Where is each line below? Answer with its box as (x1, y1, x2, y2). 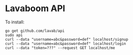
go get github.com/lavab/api (5, 28, 65, 33)
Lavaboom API (5, 3, 65, 14)
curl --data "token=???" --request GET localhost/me (5, 45, 115, 50)
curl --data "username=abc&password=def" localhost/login (5, 41, 126, 46)
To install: (5, 19, 25, 25)
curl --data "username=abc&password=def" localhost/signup (5, 37, 129, 42)
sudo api (5, 33, 23, 37)
